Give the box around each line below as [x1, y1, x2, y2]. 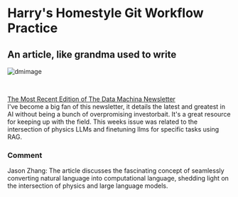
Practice [7, 20, 58, 36]
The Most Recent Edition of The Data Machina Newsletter [7, 95, 176, 103]
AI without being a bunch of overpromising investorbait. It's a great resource [7, 110, 231, 118]
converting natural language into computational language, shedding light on [7, 174, 229, 183]
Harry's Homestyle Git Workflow [7, 5, 204, 21]
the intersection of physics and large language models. [7, 181, 168, 190]
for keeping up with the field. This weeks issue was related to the [7, 117, 198, 126]
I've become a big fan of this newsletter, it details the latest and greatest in [7, 102, 226, 111]
